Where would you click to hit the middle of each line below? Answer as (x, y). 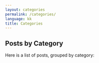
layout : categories (25, 10)
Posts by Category (34, 43)
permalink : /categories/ (31, 14)
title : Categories (24, 23)
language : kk (18, 19)
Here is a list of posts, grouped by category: (50, 55)
